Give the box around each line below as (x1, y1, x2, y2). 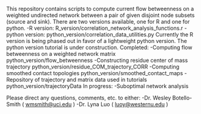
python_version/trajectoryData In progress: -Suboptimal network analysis (6, 82, 189, 90)
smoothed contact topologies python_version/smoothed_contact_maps (6, 70, 183, 76)
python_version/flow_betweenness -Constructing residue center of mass (6, 57, 188, 64)
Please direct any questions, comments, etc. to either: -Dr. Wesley (6, 94, 171, 101)
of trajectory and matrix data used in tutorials (34, 76, 147, 83)
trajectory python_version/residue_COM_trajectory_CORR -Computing (6, 63, 180, 70)
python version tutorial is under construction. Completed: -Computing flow (6, 44, 193, 51)
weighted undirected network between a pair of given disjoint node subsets (6, 12, 195, 19)
